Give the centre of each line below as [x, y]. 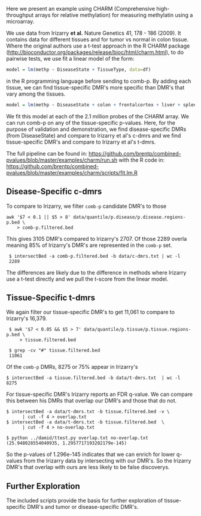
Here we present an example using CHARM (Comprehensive [81, 9]
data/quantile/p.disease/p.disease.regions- [129, 217]
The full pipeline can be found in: [47, 153]
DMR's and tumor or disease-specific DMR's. [83, 507]
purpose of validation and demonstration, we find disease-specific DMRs [96, 129]
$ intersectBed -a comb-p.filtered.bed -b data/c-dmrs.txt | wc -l [95, 256]
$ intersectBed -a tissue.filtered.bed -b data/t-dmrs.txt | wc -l [93, 378]
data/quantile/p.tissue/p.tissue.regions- [137, 330]
